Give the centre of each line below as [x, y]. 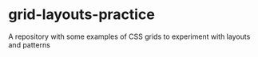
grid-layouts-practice [82, 15]
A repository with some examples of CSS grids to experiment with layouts [129, 36]
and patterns [29, 44]
